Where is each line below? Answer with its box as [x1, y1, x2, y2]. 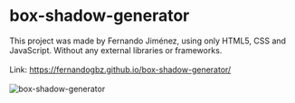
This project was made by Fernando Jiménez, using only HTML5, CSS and [9, 35, 287, 46]
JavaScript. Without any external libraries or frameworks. [9, 44, 223, 55]
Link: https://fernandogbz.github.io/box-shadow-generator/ [9, 64, 232, 75]
